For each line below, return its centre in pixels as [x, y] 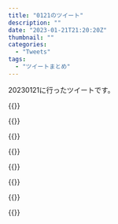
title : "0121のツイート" [46, 15]
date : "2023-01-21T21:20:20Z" [58, 30]
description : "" [35, 23]
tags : [17, 60]
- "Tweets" [33, 52]
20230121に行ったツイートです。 [61, 90]
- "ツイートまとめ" [43, 67]
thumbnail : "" [31, 37]
